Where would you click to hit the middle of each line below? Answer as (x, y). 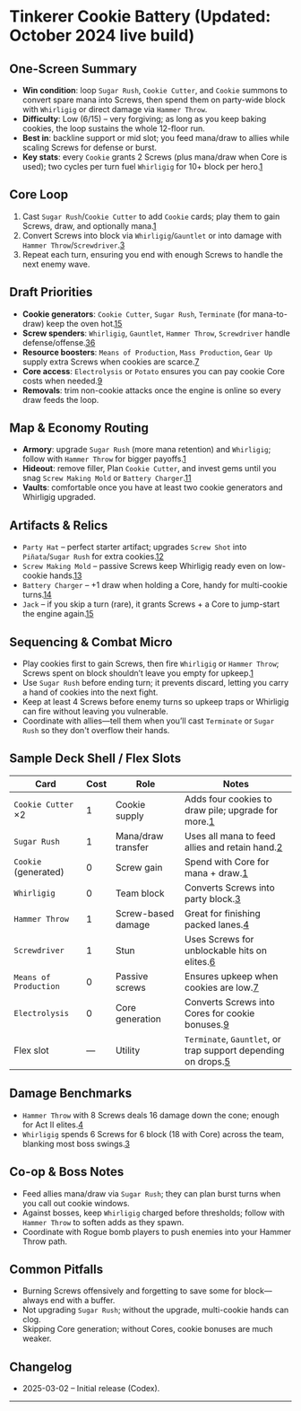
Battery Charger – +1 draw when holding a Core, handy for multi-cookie (155, 585)
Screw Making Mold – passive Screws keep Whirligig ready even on (145, 566)
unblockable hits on (226, 951)
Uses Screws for (219, 939)
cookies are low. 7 (222, 987)
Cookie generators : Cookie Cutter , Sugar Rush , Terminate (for (136, 314)
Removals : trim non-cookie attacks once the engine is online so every (151, 390)
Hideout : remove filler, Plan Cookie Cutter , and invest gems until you (149, 469)
